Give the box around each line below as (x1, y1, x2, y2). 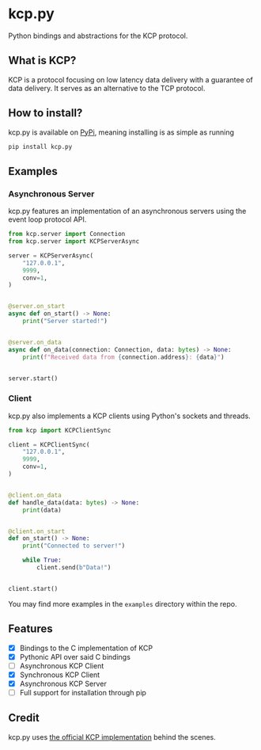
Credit (8, 711, 40, 725)
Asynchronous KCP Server (19, 679, 107, 688)
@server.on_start (8, 303, 66, 310)
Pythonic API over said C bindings (19, 652, 130, 661)
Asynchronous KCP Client (19, 661, 104, 670)
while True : (22, 556, 62, 565)
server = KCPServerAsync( (8, 251, 93, 260)
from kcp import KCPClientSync (8, 426, 112, 434)
